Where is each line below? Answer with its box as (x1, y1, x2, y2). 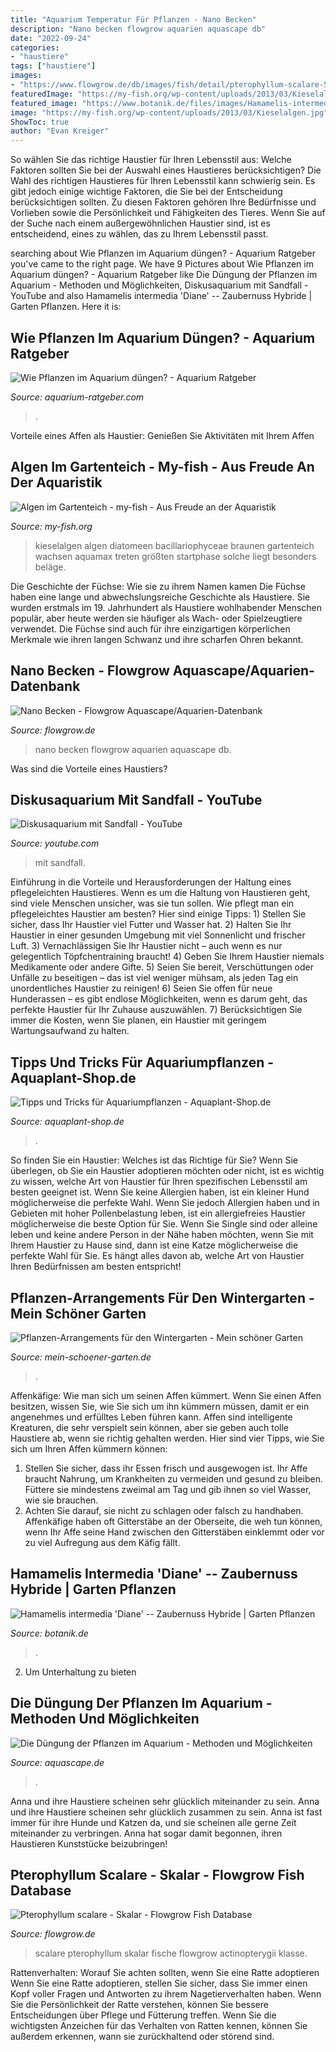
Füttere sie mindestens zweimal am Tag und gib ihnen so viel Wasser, (24, 1484, 312, 1495)
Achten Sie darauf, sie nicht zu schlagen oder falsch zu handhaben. (24, 1505, 304, 1516)
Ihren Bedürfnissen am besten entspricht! (10, 1261, 182, 1273)
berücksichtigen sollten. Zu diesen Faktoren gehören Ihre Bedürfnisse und (10, 196, 317, 208)
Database (10, 1882, 72, 1900)
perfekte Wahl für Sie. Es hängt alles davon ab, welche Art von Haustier (10, 1250, 305, 1262)
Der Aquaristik (10, 474, 103, 491)
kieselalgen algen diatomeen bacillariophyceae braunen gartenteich (34, 539, 315, 551)
